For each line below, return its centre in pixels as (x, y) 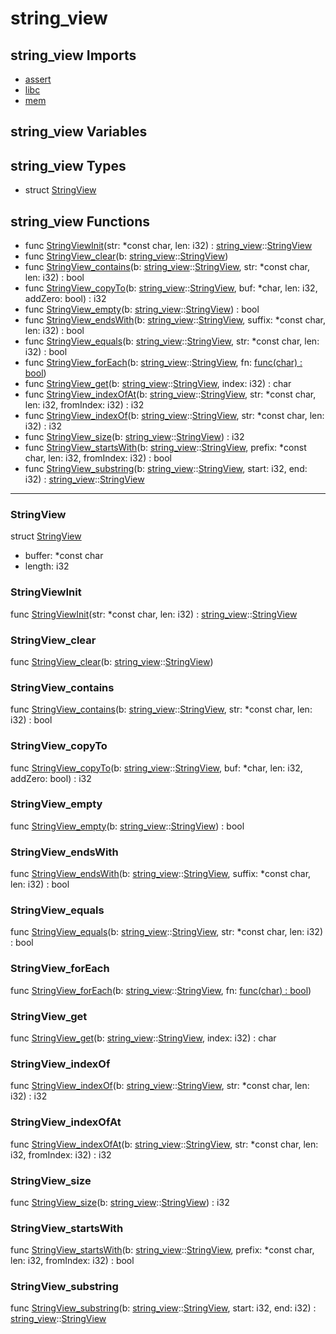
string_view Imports (73, 55)
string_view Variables (79, 132)
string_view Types (68, 165)
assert (38, 79)
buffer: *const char (64, 556)
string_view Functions (80, 221)
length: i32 (47, 566)
